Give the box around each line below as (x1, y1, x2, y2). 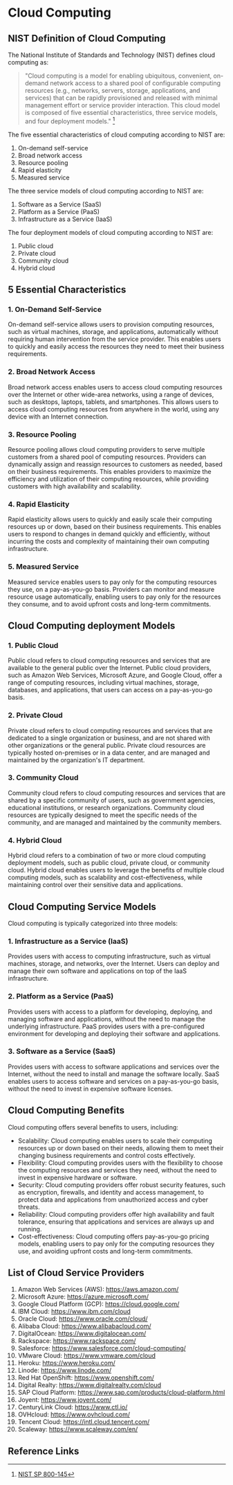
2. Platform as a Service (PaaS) (8, 992, 114, 1001)
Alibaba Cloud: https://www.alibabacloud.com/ (17, 1322, 151, 1330)
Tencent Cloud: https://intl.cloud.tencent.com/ (17, 1418, 150, 1426)
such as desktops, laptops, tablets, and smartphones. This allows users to (8, 397, 218, 406)
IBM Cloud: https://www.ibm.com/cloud (17, 1308, 131, 1316)
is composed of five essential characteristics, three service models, (24, 109, 218, 116)
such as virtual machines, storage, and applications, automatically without (8, 328, 218, 336)
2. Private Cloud (8, 710, 63, 720)
